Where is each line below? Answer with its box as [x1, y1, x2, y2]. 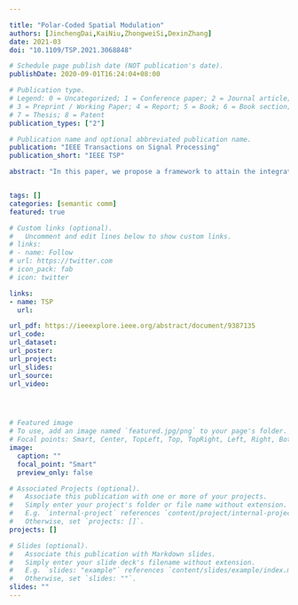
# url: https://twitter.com [9, 256, 114, 266]
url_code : [9, 330, 46, 339]
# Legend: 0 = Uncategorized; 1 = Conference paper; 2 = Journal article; [9, 94, 292, 103]
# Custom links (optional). [9, 224, 114, 232]
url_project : [9, 354, 58, 364]
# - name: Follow [9, 248, 74, 257]
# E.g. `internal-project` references [9, 509, 161, 518]
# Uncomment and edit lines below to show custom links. [9, 232, 232, 240]
